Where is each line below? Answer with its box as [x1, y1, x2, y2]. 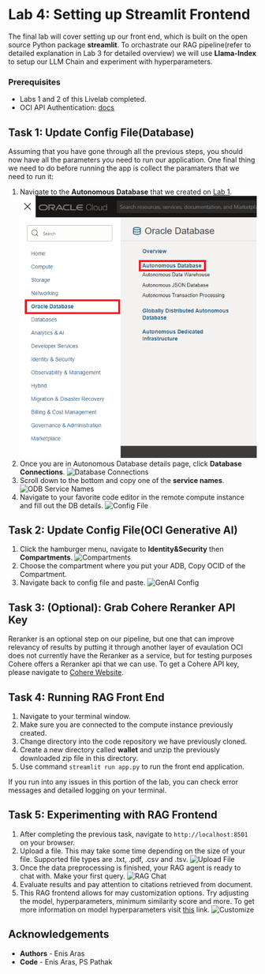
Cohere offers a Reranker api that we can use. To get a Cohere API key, [8, 659, 240, 669]
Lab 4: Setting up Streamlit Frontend [8, 6, 251, 24]
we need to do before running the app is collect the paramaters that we [8, 163, 240, 173]
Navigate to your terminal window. [19, 712, 132, 721]
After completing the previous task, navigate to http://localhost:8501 [19, 829, 248, 838]
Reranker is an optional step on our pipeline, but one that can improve [8, 634, 235, 644]
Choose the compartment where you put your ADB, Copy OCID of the [19, 561, 246, 571]
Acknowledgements [8, 927, 110, 941]
